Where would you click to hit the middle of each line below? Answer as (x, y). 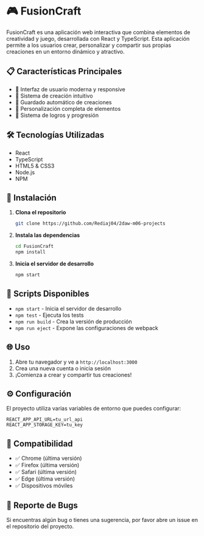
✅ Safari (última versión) (46, 472)
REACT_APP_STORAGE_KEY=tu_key (45, 425)
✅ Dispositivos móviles (44, 486)
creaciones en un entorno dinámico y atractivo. (65, 51)
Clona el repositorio (40, 213)
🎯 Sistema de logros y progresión (57, 115)
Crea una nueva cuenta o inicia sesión (63, 368)
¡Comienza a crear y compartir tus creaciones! (73, 375)
